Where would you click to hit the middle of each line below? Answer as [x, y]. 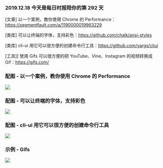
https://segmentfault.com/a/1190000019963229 [54, 25]
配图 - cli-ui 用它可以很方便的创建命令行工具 [57, 125]
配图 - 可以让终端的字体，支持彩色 [45, 101]
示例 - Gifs [18, 150]
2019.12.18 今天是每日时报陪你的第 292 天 [54, 7]
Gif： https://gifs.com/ [27, 62]
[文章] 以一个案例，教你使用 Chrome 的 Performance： [61, 19]
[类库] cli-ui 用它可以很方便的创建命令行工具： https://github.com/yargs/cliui [82, 46]
